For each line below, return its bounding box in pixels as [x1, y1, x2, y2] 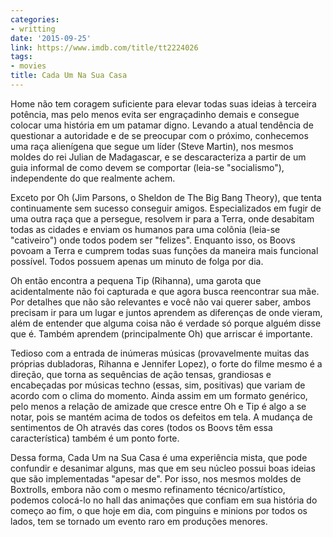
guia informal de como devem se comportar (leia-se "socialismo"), [10, 161, 285, 173]
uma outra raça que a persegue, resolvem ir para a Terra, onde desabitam [10, 212, 315, 225]
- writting [10, 24, 56, 34]
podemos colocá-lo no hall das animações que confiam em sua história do [10, 494, 318, 506]
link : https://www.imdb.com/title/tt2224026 [10, 42, 199, 53]
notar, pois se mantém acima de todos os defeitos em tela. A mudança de [10, 411, 313, 423]
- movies [10, 61, 47, 71]
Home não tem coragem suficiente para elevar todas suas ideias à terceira [10, 97, 317, 110]
